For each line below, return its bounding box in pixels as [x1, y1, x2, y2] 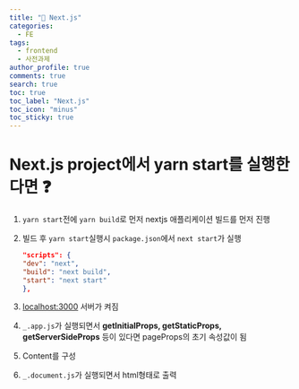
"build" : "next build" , [21, 267, 112, 276]
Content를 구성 [21, 350, 76, 361]
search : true [9, 80, 58, 89]
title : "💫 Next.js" [9, 13, 82, 22]
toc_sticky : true [9, 113, 74, 122]
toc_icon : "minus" [9, 105, 78, 114]
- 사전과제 [17, 55, 51, 64]
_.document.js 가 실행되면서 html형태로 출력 [21, 369, 177, 381]
